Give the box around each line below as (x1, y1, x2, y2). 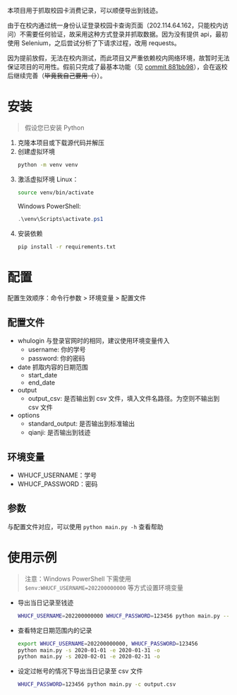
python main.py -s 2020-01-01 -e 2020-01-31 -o (17, 646, 160, 654)
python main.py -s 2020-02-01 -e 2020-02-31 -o (17, 653, 160, 660)
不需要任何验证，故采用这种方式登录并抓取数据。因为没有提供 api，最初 (19, 30, 228, 38)
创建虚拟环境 (17, 147, 55, 155)
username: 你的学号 (28, 345, 86, 354)
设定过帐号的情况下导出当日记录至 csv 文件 (17, 667, 143, 675)
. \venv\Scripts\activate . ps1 (17, 215, 104, 222)
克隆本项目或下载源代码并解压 (17, 138, 104, 147)
